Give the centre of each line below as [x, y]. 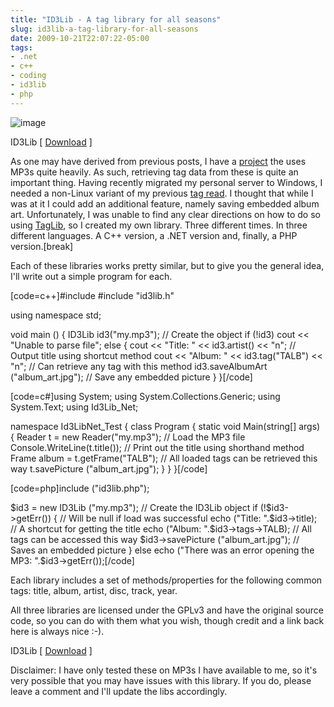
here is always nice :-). [57, 631]
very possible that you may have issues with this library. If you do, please [161, 680]
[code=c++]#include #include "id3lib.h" [92, 295]
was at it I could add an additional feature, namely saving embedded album [165, 203]
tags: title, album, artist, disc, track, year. [94, 590]
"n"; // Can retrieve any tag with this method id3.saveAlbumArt [139, 366]
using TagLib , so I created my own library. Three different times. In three [159, 225]
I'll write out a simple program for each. [91, 276]
